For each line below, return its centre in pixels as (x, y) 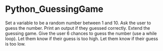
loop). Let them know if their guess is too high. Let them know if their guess (82, 39)
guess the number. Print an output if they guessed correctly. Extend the (78, 28)
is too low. (15, 44)
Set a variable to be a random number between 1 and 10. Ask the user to (78, 23)
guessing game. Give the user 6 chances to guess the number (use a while (81, 33)
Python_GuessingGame (54, 9)
